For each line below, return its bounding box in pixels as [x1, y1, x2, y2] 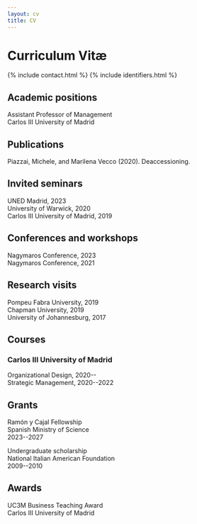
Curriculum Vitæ [7, 48, 108, 64]
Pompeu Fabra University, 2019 [7, 298, 99, 306]
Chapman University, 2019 [7, 306, 84, 314]
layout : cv [7, 10, 40, 18]
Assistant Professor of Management [7, 111, 113, 119]
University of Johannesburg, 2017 [7, 313, 106, 321]
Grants [7, 398, 38, 411]
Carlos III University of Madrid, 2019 [7, 211, 113, 220]
